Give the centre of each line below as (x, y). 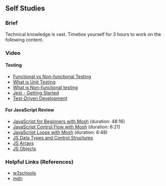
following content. (24, 39)
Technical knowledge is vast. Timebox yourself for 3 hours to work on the (83, 34)
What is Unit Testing (34, 82)
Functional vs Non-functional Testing (52, 76)
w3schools (24, 173)
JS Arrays (23, 143)
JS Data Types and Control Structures (53, 138)
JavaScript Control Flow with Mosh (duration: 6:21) (67, 127)
